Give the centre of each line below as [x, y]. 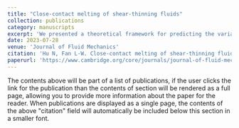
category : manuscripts [41, 27]
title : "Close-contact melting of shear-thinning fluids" [95, 14]
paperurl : [22, 60]
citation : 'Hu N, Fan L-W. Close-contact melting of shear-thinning [111, 54]
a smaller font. [28, 118]
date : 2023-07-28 [33, 41]
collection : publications [46, 21]
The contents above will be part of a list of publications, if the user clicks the [119, 80]
